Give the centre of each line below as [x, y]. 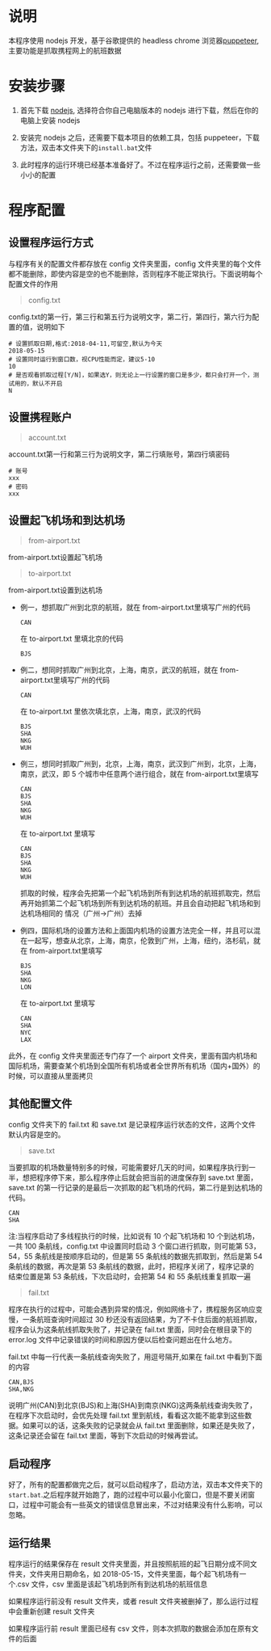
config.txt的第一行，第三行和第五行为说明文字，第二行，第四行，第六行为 [130, 317]
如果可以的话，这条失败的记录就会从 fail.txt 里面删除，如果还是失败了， [141, 1426]
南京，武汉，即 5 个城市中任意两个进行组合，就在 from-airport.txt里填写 [140, 773]
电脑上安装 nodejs [50, 120]
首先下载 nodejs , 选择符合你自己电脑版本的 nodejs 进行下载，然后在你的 [139, 110]
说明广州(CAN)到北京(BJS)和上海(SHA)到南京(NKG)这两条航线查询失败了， [133, 1405]
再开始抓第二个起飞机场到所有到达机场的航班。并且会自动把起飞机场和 [137, 903]
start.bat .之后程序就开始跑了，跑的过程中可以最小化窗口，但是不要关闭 [128, 1495]
